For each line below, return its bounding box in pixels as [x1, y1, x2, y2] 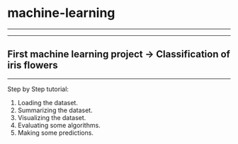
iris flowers [7, 59, 58, 71]
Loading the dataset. [17, 98, 78, 107]
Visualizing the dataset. [17, 113, 86, 121]
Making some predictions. [17, 128, 94, 137]
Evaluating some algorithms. [17, 121, 101, 129]
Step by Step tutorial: [7, 85, 69, 93]
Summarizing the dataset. [17, 106, 93, 114]
